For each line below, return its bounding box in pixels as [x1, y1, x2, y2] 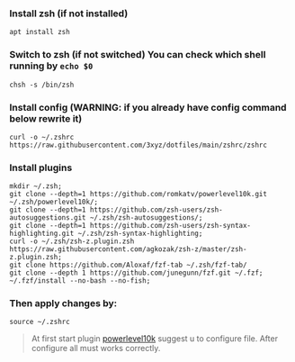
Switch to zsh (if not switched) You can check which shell [9, 49, 266, 61]
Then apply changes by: [9, 297, 118, 310]
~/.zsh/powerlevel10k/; [9, 197, 99, 207]
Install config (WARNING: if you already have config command [9, 101, 287, 113]
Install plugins [9, 161, 73, 174]
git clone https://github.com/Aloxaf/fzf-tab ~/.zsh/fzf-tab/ [9, 260, 247, 270]
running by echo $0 [9, 59, 94, 72]
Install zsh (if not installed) [9, 7, 129, 20]
